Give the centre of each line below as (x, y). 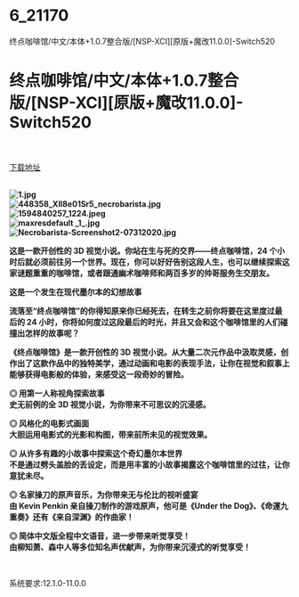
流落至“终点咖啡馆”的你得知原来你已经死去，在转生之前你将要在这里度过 (142, 311)
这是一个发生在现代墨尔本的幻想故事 (76, 291)
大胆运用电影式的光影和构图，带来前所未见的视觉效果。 (110, 434)
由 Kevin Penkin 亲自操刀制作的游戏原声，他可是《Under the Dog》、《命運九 (149, 505)
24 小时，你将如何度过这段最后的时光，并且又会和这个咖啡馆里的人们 (153, 322)
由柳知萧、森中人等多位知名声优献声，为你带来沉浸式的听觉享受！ (130, 547)
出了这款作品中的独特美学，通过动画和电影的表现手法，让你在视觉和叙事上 (153, 363)
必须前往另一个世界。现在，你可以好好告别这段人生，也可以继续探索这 (161, 262)
